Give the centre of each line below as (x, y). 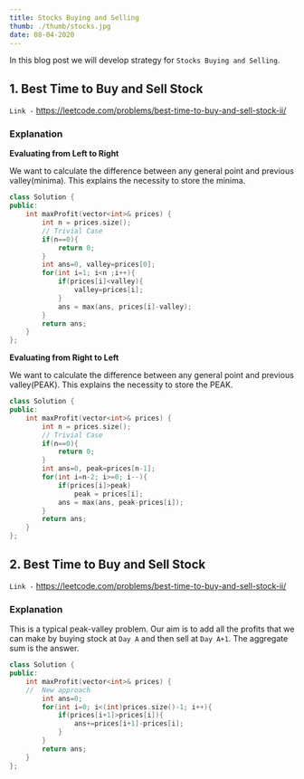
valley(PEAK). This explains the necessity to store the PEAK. (121, 385)
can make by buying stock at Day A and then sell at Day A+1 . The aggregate (149, 639)
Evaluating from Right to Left (64, 357)
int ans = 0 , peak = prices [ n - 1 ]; (99, 469)
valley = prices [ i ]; (109, 290)
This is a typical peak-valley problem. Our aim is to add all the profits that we (152, 629)
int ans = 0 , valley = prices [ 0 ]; (99, 265)
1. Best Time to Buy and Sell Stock (106, 88)
